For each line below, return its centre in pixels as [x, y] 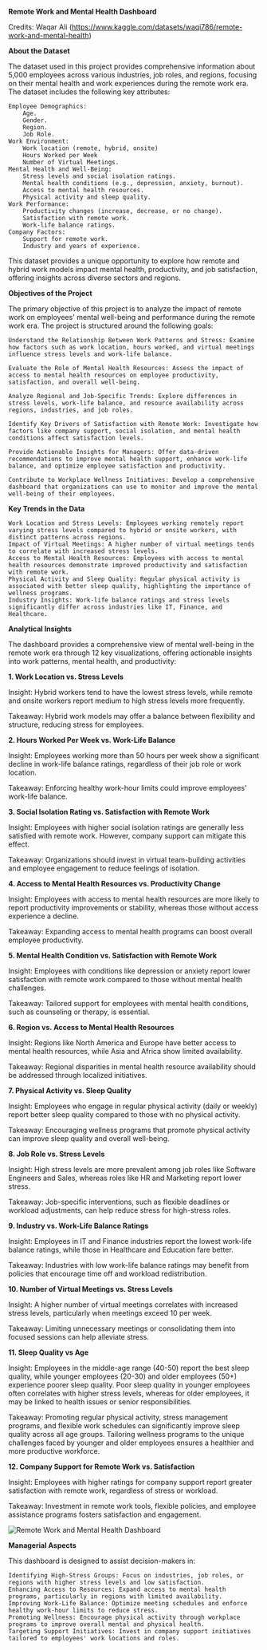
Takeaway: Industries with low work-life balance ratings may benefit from [129, 1265]
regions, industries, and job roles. [71, 410]
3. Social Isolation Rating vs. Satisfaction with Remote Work [109, 812]
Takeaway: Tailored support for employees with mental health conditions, [129, 1003]
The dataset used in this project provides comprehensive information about [132, 66]
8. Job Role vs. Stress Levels [57, 1154]
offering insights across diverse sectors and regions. [95, 278]
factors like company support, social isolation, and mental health [124, 431]
